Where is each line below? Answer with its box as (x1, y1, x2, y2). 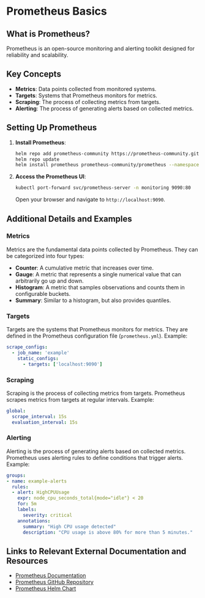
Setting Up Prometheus (6, 122, 97, 133)
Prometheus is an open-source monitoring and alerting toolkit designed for (6, 45, 195, 52)
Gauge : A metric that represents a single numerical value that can (15, 270, 182, 278)
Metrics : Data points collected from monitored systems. (15, 85, 157, 92)
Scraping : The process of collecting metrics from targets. (15, 98, 161, 105)
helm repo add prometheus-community (15, 150, 109, 157)
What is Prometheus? (6, 29, 91, 39)
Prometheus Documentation (15, 572, 86, 579)
